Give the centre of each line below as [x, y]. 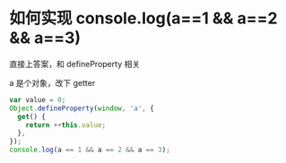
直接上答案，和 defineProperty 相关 [75, 64]
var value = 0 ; [38, 99]
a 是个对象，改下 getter [52, 82]
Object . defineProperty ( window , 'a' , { [82, 108]
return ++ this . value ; [65, 125]
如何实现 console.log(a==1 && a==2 [143, 18]
